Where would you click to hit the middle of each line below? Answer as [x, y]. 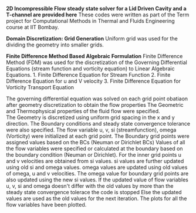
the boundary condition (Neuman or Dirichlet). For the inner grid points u [94, 155]
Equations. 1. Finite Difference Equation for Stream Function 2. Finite [88, 75]
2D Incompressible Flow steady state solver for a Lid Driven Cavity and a [96, 9]
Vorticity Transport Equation [40, 87]
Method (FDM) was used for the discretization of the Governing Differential [97, 62]
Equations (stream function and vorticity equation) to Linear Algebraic [90, 69]
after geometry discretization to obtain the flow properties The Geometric [95, 105]
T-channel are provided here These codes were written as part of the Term [98, 15]
